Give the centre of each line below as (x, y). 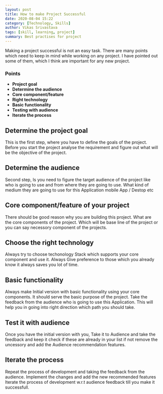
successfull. (17, 387)
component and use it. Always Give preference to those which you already (80, 260)
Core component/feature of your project (67, 205)
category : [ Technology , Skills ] (38, 23)
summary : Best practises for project (43, 37)
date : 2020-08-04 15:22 (29, 19)
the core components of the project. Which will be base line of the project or (81, 222)
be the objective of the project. (36, 152)
